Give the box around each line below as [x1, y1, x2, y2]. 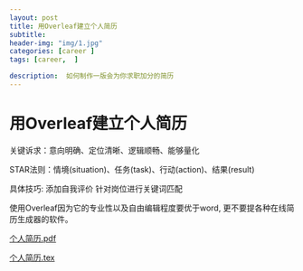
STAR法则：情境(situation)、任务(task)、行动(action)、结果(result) [9, 164, 255, 174]
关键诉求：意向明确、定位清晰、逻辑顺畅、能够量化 [9, 145, 200, 155]
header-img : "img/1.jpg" [9, 38, 103, 48]
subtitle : [9, 30, 47, 39]
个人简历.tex [9, 252, 55, 263]
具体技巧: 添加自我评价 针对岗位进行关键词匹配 [9, 182, 183, 194]
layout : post [9, 13, 59, 23]
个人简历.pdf [9, 232, 57, 244]
